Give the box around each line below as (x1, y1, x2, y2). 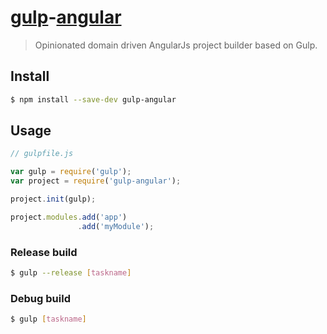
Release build (10, 245, 78, 259)
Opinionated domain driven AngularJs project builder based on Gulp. (34, 39, 318, 51)
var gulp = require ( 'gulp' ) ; (10, 167, 132, 177)
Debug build (10, 291, 71, 305)
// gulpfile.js (10, 149, 74, 159)
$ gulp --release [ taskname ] (10, 267, 132, 278)
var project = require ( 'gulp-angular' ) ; (10, 176, 182, 186)
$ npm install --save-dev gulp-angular (10, 94, 177, 105)
